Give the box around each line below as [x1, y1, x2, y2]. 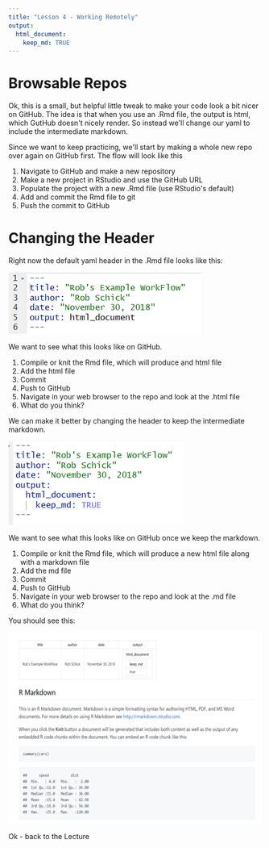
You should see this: [8, 616, 76, 625]
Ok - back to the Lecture [8, 832, 90, 842]
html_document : [15, 30, 67, 38]
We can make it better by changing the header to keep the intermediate [8, 416, 246, 426]
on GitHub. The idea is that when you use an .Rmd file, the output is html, [8, 110, 251, 119]
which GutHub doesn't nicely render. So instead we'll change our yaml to [8, 118, 250, 128]
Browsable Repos [8, 74, 127, 93]
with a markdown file [19, 558, 90, 567]
